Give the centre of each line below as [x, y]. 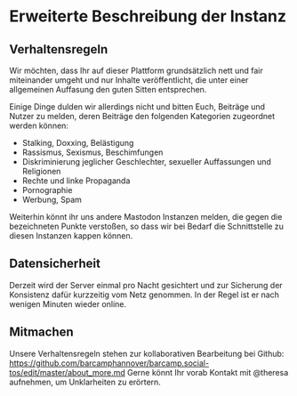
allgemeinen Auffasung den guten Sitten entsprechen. [108, 89]
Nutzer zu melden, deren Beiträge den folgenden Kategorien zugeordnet [142, 116]
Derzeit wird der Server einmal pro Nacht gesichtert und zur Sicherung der [146, 285]
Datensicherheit [55, 264]
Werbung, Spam [52, 199]
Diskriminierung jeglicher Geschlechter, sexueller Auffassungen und [146, 162]
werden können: [39, 125]
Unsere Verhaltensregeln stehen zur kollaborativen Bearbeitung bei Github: [147, 353]
